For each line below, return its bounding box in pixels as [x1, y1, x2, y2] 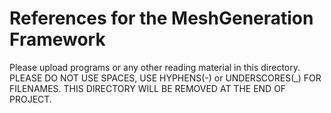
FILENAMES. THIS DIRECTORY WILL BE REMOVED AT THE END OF [9, 82, 287, 94]
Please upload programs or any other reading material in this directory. [9, 61, 301, 73]
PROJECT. [9, 93, 52, 105]
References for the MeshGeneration [9, 7, 314, 30]
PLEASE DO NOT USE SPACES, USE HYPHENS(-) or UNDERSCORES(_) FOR [9, 72, 322, 84]
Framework [9, 28, 106, 51]
